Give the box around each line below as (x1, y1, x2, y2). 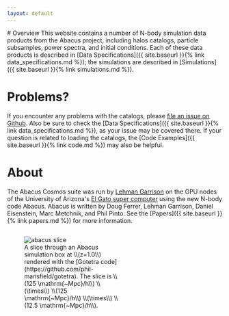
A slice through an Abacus (24, 243, 99, 251)
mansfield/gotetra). (24, 272, 79, 280)
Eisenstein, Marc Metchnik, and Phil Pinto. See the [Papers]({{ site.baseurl (7, 209, 216, 218)
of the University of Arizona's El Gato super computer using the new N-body (7, 194, 223, 202)
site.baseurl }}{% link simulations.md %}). (16, 65, 135, 73)
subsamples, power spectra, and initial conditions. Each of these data (7, 43, 203, 51)
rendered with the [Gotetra (24, 257, 99, 265)
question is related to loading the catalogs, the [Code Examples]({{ (7, 133, 195, 142)
